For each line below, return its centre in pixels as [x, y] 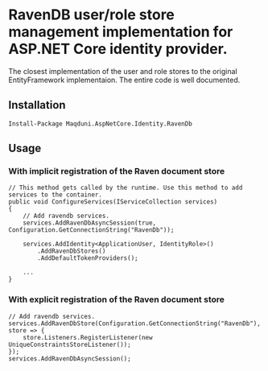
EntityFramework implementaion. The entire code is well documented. [124, 80]
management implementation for [121, 32]
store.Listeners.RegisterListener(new [88, 337]
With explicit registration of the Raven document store [117, 299]
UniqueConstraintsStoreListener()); [70, 344]
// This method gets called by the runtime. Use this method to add [126, 188]
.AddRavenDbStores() [72, 251]
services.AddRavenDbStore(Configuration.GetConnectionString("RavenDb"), [135, 324]
